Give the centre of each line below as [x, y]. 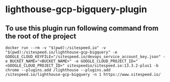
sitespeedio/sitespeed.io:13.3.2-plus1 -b [113, 66]
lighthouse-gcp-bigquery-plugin [76, 9]
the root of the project [41, 36]
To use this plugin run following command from [82, 28]
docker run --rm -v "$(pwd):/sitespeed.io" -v [56, 48]
